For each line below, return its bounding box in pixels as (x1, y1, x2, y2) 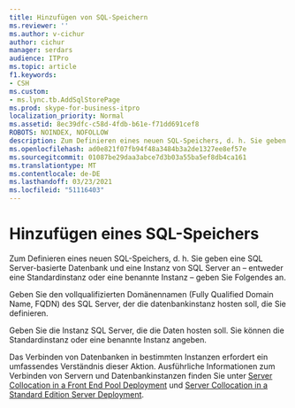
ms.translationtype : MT (9, 161, 97, 170)
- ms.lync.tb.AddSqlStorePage (9, 95, 121, 104)
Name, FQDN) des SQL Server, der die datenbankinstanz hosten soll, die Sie (9, 298, 287, 309)
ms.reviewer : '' (9, 21, 69, 30)
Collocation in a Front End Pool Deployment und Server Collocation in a (9, 380, 268, 390)
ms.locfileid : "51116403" (9, 186, 104, 195)
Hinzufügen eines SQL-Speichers (9, 224, 260, 244)
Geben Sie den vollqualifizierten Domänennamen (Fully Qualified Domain (9, 289, 274, 299)
